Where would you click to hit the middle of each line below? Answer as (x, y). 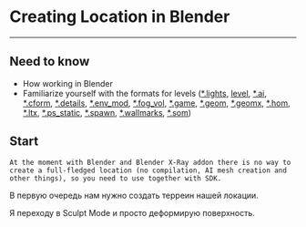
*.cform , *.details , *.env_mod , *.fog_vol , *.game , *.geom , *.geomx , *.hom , (156, 103)
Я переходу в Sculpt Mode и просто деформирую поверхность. (132, 212)
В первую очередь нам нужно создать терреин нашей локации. (134, 195)
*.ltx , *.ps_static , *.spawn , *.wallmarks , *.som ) (107, 112)
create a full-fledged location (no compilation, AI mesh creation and (148, 170)
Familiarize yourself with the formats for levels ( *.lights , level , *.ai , (144, 93)
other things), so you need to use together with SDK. (116, 178)
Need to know (50, 62)
